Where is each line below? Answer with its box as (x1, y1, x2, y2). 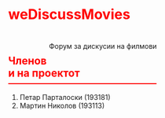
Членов (8, 54, 47, 68)
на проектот (16, 67, 80, 80)
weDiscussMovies (8, 6, 131, 24)
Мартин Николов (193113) (19, 101, 104, 110)
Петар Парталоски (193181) (19, 92, 112, 101)
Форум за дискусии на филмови (48, 41, 157, 50)
